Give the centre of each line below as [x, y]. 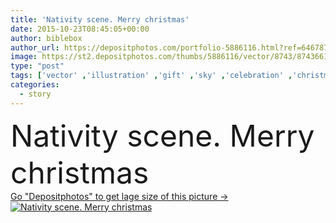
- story [35, 94]
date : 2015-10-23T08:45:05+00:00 [80, 29]
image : [24, 57]
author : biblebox [46, 38]
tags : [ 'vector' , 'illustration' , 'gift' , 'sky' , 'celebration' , [151, 76]
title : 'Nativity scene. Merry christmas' [100, 19]
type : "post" [37, 66]
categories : [35, 85]
